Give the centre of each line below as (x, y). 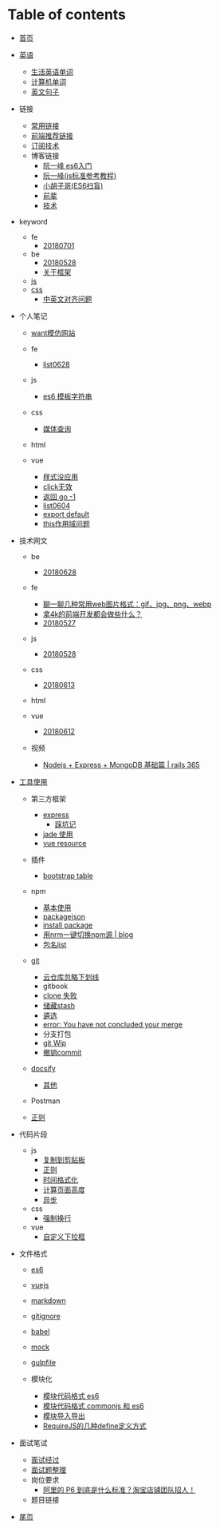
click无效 (57, 486)
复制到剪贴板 (64, 1159)
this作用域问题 (67, 523)
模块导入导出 (64, 1416)
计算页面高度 (64, 1189)
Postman (45, 1101)
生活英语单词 (52, 71)
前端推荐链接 (52, 135)
